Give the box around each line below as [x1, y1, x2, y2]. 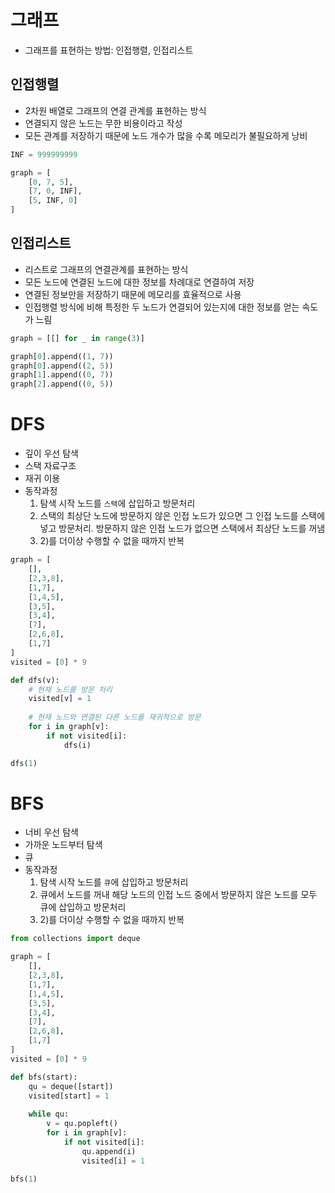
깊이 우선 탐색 [24, 447, 79, 460]
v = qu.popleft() [46, 1119, 118, 1129]
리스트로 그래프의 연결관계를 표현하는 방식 [24, 263, 189, 275]
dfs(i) [63, 740, 92, 750]
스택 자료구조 [24, 460, 77, 472]
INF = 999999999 [10, 149, 78, 160]
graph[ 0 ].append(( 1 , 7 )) [10, 351, 114, 361]
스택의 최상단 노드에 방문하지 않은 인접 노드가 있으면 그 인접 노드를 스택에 [39, 510, 326, 522]
